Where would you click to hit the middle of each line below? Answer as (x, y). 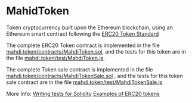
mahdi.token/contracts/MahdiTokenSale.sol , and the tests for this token (95, 76)
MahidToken (38, 11)
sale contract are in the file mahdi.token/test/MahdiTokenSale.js (84, 82)
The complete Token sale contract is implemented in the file (80, 69)
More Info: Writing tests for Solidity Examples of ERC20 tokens (83, 93)
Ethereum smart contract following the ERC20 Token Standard (83, 33)
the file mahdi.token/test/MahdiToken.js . (56, 58)
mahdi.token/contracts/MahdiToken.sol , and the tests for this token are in (96, 51)
